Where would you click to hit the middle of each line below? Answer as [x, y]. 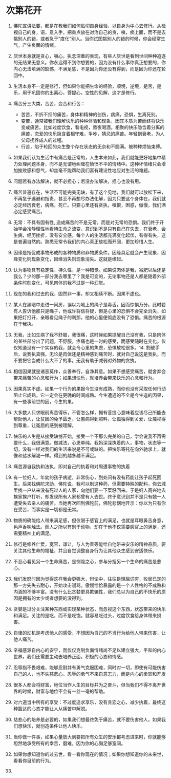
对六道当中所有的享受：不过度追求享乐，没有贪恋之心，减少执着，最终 [87, 702]
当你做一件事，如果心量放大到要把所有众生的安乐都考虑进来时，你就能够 [89, 737]
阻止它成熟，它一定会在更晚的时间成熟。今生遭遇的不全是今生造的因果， [89, 395]
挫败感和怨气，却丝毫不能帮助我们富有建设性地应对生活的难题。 [85, 170]
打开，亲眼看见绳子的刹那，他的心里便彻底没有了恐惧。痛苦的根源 [96, 317]
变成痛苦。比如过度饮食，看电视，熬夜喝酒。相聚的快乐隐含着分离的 [93, 127]
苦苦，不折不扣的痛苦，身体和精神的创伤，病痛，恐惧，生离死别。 [90, 114]
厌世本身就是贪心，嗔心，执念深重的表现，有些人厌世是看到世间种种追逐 [89, 56]
